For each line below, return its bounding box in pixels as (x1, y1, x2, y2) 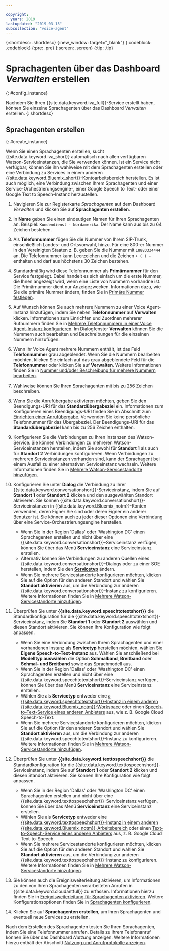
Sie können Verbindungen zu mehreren (31, 439, 113, 446)
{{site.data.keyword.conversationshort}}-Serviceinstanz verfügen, (20, 540, 158, 545)
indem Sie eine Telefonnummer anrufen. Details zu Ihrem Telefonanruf (6, 929, 151, 935)
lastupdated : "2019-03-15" (6, 21, 62, 26)
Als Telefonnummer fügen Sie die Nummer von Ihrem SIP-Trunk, (13, 236, 148, 242)
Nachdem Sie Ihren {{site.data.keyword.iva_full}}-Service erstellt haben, (6, 100, 155, 106)
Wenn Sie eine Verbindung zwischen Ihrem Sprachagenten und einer (20, 640, 164, 645)
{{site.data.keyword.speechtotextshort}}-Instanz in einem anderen (20, 699, 158, 704)
